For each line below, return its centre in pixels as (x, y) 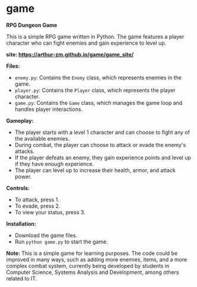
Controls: (18, 188)
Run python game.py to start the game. (61, 241)
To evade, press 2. (37, 206)
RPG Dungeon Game (32, 25)
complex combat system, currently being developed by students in (88, 266)
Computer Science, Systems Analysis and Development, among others (93, 272)
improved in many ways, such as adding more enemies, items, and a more (97, 259)
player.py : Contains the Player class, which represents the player (95, 90)
